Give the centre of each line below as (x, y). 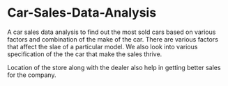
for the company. (32, 75)
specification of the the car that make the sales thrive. (85, 54)
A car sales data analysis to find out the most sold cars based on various (112, 32)
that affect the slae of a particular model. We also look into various (102, 46)
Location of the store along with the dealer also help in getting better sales (114, 67)
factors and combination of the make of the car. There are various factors (113, 39)
